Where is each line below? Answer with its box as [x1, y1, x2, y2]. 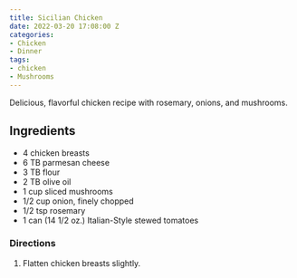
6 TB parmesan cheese [22, 157, 110, 168]
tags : [9, 55, 30, 64]
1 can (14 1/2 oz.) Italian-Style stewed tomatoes [22, 215, 199, 225]
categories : [9, 30, 54, 39]
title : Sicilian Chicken [9, 13, 103, 23]
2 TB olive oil [22, 176, 72, 187]
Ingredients [9, 123, 76, 139]
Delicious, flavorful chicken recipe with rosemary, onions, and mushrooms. [9, 97, 288, 108]
